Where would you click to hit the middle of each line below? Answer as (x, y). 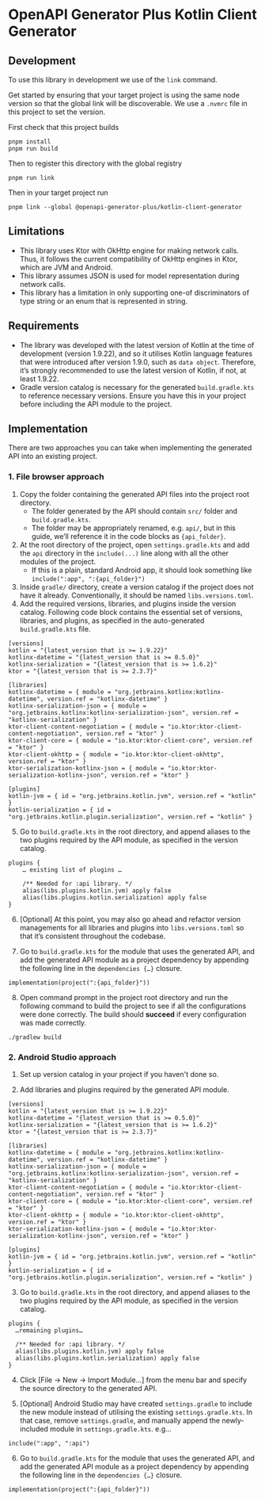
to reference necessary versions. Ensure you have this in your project (133, 395)
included (34, 1429)
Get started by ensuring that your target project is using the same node (124, 95)
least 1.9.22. (39, 379)
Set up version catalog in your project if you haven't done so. (119, 1075)
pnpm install (30, 142)
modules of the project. (58, 561)
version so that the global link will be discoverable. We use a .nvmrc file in (128, 103)
